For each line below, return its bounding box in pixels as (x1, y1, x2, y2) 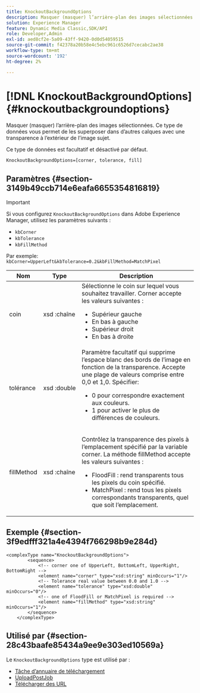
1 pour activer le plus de (92, 406, 160, 415)
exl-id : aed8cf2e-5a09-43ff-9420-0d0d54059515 (6, 36, 124, 42)
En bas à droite (92, 332, 134, 341)
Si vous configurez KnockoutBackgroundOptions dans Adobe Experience (6, 210, 180, 217)
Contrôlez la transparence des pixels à (81, 436, 189, 444)
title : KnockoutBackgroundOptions (6, 8, 92, 15)
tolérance (9, 384, 36, 392)
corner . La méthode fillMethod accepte (81, 450, 191, 459)
